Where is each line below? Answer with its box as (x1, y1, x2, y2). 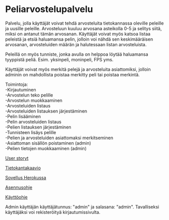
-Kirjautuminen (5, 86, 36, 92)
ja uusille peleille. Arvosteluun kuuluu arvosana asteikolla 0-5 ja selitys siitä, (5, 25, 162, 31)
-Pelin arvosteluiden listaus (5, 119, 62, 125)
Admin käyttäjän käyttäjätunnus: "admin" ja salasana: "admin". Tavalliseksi (5, 203, 159, 209)
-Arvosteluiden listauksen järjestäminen (5, 108, 88, 114)
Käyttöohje (5, 194, 28, 200)
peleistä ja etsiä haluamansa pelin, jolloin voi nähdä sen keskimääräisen (5, 36, 153, 42)
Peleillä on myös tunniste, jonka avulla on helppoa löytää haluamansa (5, 51, 148, 57)
